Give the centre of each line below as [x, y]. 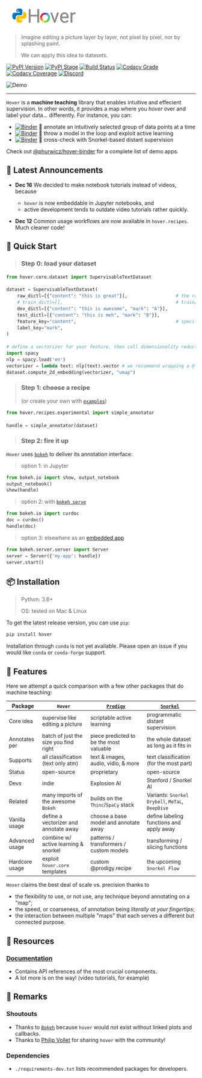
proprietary [104, 772]
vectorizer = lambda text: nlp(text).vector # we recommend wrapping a [98, 366]
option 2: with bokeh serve [54, 502]
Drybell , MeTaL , [165, 802]
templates [54, 871]
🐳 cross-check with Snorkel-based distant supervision [106, 140]
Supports [20, 760]
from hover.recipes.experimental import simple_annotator [80, 413]
